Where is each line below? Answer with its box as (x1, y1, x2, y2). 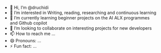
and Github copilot (9, 20, 48, 26)
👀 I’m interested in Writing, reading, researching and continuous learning (9, 10, 157, 16)
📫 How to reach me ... (9, 31, 55, 36)
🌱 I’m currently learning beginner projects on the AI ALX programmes (9, 15, 150, 20)
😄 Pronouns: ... (9, 38, 42, 43)
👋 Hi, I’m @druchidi (9, 5, 49, 10)
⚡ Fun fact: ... (9, 43, 37, 49)
